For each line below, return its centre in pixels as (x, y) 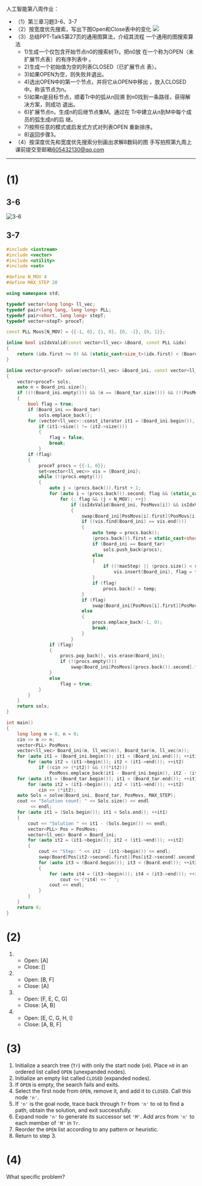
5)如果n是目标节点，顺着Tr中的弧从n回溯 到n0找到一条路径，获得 (105, 97)
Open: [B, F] (39, 980)
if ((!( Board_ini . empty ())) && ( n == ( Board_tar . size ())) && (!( (101, 393)
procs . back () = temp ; (130, 589)
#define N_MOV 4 (26, 277)
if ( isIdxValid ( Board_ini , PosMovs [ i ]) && (125, 505)
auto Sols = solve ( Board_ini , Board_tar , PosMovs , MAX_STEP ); (96, 796)
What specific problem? (36, 1176)
